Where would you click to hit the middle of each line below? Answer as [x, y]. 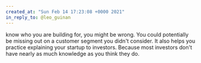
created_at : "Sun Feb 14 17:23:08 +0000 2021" [65, 12]
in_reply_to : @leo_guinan [38, 17]
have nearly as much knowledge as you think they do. [73, 53]
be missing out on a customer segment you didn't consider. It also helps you [101, 41]
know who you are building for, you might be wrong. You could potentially [97, 34]
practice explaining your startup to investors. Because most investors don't [99, 47]
